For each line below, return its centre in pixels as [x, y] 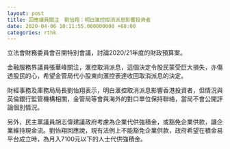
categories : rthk [32, 32]
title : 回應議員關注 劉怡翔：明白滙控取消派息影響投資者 [79, 20]
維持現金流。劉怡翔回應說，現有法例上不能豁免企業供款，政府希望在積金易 [118, 131]
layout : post [26, 13]
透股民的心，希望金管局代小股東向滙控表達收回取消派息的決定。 [97, 76]
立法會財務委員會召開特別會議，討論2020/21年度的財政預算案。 [97, 53]
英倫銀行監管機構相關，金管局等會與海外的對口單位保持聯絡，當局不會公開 [112, 99]
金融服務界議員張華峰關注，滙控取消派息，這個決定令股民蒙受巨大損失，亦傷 [115, 67]
